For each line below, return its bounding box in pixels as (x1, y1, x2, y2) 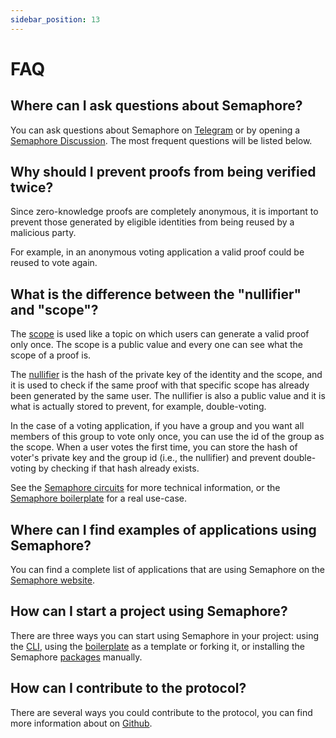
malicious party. (10, 227, 77, 239)
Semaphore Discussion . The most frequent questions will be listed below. (10, 134, 313, 146)
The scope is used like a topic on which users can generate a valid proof (10, 328, 310, 340)
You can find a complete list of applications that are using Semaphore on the (10, 564, 326, 576)
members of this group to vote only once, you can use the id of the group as (10, 431, 325, 443)
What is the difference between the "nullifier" (10, 286, 302, 303)
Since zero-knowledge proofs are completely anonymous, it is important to (10, 206, 319, 218)
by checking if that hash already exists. (38, 462, 200, 475)
